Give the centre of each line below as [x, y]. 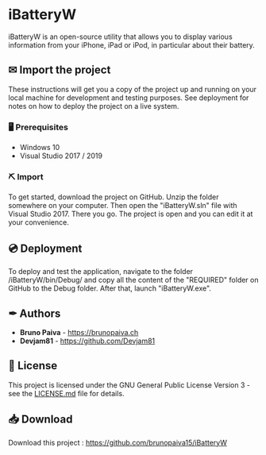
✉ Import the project [60, 70]
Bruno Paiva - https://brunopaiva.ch [79, 332]
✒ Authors [35, 313]
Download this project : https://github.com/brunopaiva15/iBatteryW [118, 442]
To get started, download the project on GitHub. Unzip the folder [114, 197]
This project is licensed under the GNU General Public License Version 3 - [129, 385]
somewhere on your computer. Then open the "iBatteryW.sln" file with [123, 206]
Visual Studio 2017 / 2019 [61, 156]
